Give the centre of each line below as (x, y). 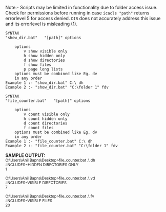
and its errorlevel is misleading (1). (42, 24)
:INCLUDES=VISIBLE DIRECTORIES (36, 183)
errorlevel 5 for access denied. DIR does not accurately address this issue (83, 18)
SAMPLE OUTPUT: (25, 155)
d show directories (45, 60)
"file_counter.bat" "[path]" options (48, 101)
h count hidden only (46, 119)
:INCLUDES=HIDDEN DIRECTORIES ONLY (42, 165)
